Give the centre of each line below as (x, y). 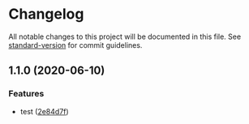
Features (26, 94)
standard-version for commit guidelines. (75, 45)
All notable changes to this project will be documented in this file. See (125, 36)
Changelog (46, 14)
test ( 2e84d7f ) (44, 111)
